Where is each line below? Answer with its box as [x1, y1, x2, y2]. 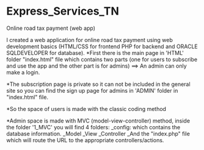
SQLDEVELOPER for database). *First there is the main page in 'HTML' [6, 49, 184, 56]
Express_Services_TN [6, 4, 119, 18]
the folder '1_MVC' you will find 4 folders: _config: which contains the [6, 123, 181, 130]
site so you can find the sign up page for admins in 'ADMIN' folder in [6, 87, 178, 94]
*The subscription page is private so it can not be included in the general [6, 80, 191, 88]
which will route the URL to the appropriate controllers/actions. [6, 136, 164, 144]
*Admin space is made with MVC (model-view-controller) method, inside [6, 117, 191, 124]
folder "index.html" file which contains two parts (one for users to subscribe [6, 55, 197, 63]
